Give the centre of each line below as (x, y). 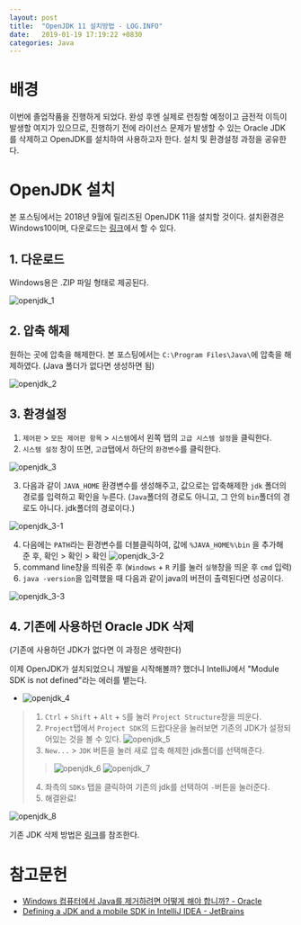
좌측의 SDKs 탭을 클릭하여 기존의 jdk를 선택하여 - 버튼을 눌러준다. (157, 787)
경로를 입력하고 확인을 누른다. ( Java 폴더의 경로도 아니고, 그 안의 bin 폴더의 (151, 497)
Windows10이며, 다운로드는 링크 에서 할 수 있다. (93, 228)
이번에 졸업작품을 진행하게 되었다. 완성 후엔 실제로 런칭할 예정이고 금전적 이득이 (148, 117)
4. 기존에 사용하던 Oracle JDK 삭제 (102, 626)
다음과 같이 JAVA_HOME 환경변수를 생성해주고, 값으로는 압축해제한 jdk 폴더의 (155, 485)
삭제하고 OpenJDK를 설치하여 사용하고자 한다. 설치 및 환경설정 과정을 (141, 139)
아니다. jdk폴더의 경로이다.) (87, 507)
